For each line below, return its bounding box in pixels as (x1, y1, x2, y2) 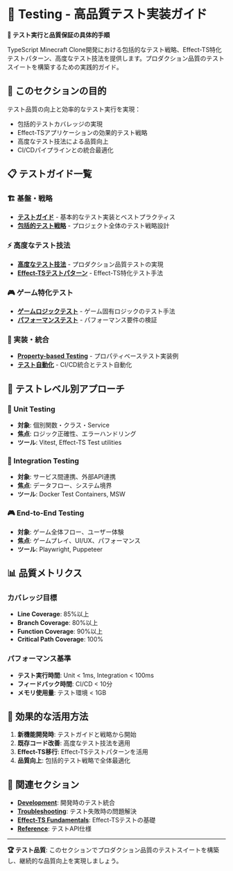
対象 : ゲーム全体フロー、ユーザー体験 (17, 528, 124, 536)
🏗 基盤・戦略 (7, 194, 53, 204)
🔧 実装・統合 (7, 334, 50, 344)
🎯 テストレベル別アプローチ (7, 383, 125, 395)
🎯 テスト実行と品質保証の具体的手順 (7, 31, 110, 39)
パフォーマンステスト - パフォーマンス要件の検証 (17, 316, 157, 324)
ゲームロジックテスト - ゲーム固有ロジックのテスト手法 (17, 307, 175, 316)
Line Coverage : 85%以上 (17, 610, 89, 619)
